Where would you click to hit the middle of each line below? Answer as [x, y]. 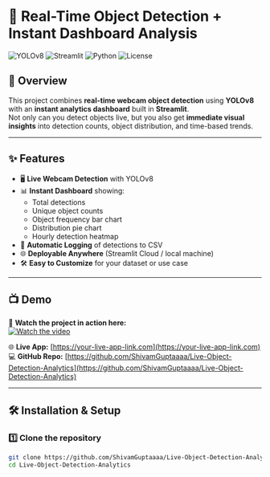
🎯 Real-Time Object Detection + [115, 16]
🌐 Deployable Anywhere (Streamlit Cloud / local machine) [117, 253]
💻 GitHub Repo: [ [38, 357]
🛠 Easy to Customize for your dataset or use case [104, 263]
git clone [25, 458]
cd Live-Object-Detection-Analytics [70, 465]
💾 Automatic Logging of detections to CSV [91, 245]
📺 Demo [30, 299]
